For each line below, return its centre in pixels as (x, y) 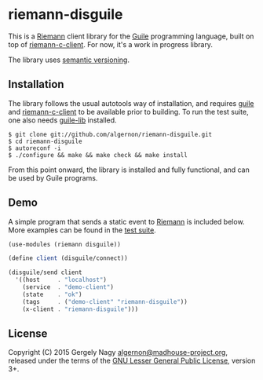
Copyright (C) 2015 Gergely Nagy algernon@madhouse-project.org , (118, 353)
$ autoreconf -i (35, 148)
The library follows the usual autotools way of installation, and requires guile (131, 103)
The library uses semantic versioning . (69, 60)
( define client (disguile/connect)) (68, 258)
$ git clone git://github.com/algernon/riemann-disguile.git (110, 134)
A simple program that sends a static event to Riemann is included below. (126, 221)
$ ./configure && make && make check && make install (98, 155)
